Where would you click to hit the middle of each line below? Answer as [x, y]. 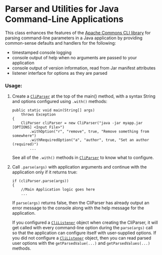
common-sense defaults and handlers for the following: [61, 43]
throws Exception [38, 115]
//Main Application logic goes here [58, 190]
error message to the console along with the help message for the [78, 208]
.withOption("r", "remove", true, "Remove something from [89, 132]
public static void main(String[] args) [53, 110]
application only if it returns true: [45, 172]
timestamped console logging [42, 52]
